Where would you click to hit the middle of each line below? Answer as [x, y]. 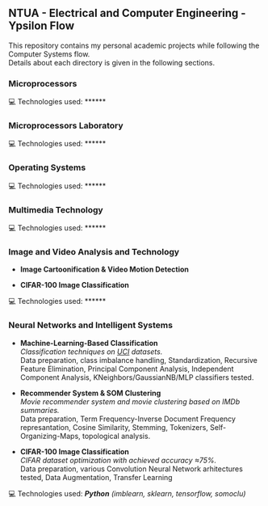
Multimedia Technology [56, 209]
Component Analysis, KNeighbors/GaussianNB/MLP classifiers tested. [137, 377]
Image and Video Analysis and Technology [94, 251]
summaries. [40, 410]
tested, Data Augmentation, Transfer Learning [96, 477]
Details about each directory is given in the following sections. [112, 62]
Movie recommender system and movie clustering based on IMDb [130, 401]
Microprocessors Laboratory [66, 126]
